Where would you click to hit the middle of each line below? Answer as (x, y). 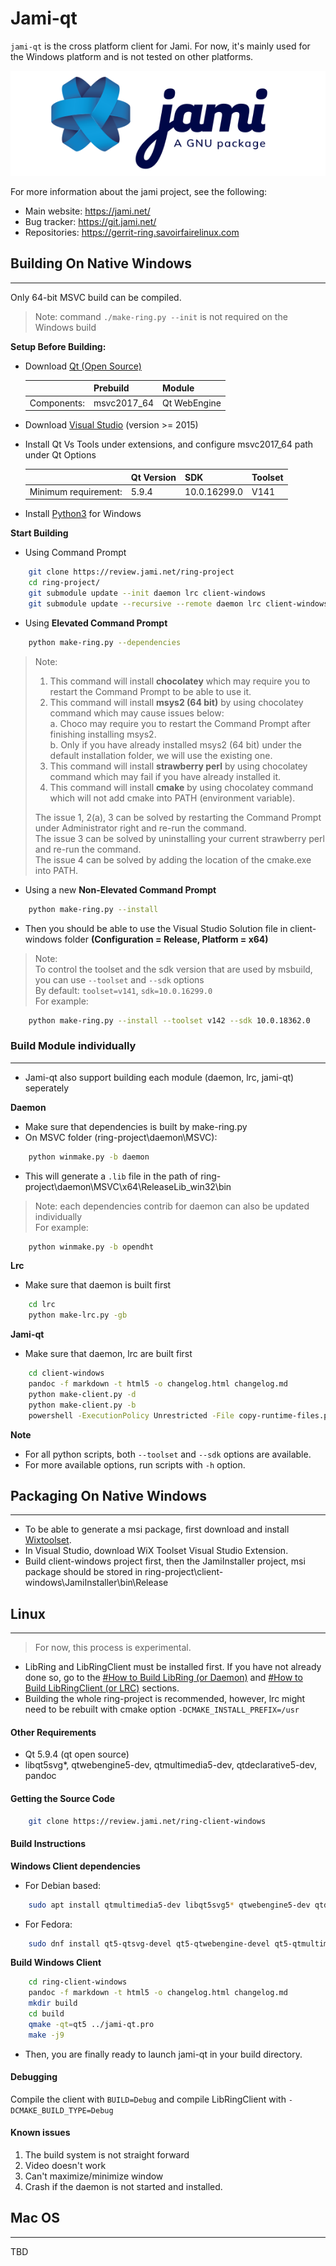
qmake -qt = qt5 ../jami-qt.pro (91, 2024)
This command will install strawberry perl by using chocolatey (178, 766)
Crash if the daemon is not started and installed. (123, 2187)
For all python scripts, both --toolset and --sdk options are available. (168, 1454)
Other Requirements (53, 1732)
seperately (47, 1088)
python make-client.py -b (82, 1405)
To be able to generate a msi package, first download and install (157, 1529)
